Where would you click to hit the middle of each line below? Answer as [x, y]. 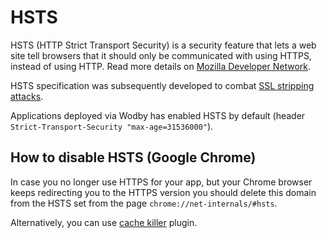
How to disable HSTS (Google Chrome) [133, 157]
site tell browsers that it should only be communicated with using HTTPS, [161, 55]
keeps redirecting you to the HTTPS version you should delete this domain [163, 192]
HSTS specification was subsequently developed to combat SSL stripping [162, 85]
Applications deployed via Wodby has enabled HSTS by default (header [158, 115]
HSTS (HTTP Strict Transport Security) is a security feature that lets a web [163, 45]
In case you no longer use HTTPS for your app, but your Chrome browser [161, 182]
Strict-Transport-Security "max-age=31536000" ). [112, 126]
